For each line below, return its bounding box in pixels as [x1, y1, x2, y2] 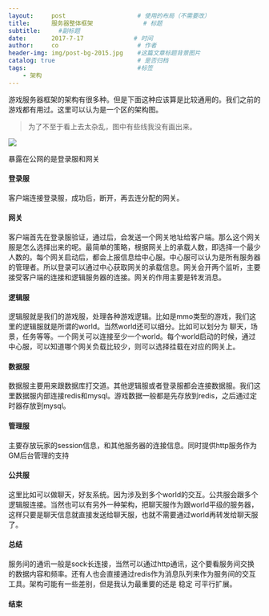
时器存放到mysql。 [8, 401, 70, 410]
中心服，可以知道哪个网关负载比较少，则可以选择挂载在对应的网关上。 [8, 342, 240, 352]
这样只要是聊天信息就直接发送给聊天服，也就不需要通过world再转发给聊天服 [8, 509, 259, 519]
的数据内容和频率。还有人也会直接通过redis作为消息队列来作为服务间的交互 [8, 569, 256, 579]
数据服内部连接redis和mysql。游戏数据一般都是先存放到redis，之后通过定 [14, 391, 258, 401]
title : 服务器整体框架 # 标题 [8, 19, 163, 27]
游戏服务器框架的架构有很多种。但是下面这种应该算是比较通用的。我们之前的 [8, 94, 261, 104]
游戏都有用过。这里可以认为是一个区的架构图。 [8, 104, 163, 114]
